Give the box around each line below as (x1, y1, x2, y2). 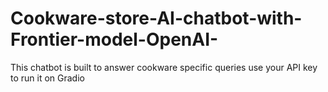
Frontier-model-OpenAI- (10, 28, 219, 51)
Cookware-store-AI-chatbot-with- (10, 7, 303, 30)
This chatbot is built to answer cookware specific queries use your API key (10, 61, 318, 73)
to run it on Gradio (10, 72, 85, 84)
